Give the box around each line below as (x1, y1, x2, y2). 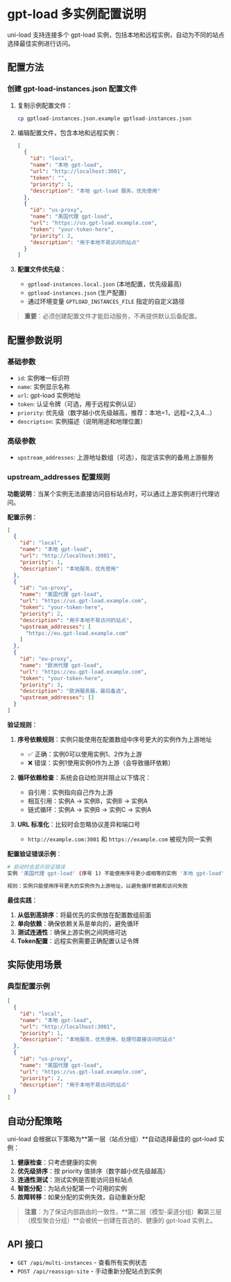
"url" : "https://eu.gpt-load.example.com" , (19, 668, 148, 675)
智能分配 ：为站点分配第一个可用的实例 (17, 1184, 127, 1193)
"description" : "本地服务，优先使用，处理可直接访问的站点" (19, 1036, 176, 1043)
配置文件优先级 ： (17, 265, 67, 274)
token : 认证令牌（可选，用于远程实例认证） (17, 399, 140, 408)
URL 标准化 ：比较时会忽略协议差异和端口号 (17, 820, 141, 829)
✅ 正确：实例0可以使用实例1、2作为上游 (27, 750, 142, 758)
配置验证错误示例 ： (7, 849, 62, 858)
